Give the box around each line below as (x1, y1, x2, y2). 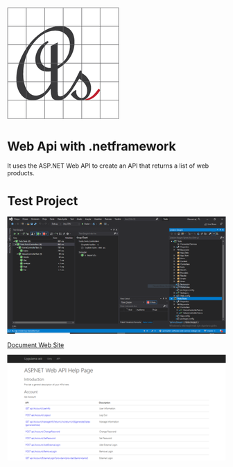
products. (7, 169, 35, 177)
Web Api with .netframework (7, 139, 176, 155)
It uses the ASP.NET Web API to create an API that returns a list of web (7, 161, 209, 170)
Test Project (7, 193, 78, 209)
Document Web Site (7, 341, 64, 349)
